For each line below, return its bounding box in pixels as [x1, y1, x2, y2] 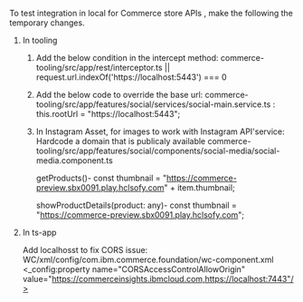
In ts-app [22, 227, 57, 238]
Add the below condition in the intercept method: [35, 53, 219, 63]
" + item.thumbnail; [164, 182, 235, 193]
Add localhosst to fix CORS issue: [22, 245, 148, 255]
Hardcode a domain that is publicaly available [35, 136, 206, 146]
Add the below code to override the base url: [35, 90, 204, 100]
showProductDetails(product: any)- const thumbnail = [35, 200, 238, 210]
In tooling [22, 35, 58, 45]
